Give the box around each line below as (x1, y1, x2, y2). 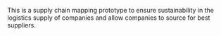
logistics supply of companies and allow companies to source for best (7, 13, 210, 22)
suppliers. (7, 21, 37, 29)
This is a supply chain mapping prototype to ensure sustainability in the (7, 6, 215, 14)
